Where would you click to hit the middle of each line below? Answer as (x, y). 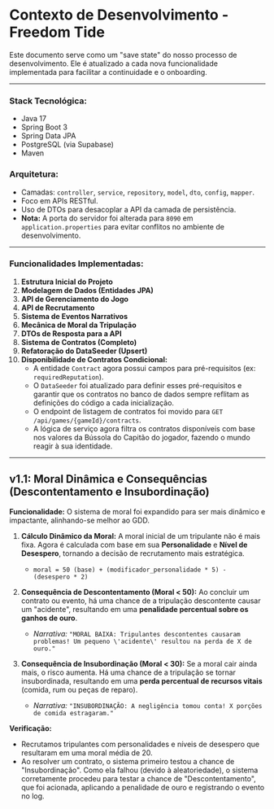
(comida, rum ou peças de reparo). (79, 689)
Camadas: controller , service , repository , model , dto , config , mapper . (138, 192)
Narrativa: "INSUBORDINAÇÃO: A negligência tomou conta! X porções (148, 705)
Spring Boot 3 (44, 127)
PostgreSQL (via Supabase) (67, 145)
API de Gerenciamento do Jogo (75, 299)
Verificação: (30, 728)
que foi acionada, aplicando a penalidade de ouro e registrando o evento (143, 787)
